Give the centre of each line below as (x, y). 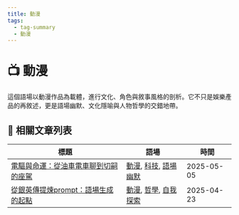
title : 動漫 (24, 14)
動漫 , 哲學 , (144, 190)
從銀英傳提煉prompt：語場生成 (62, 190)
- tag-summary (34, 27)
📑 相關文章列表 (40, 130)
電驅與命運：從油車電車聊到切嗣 (65, 166)
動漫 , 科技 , (144, 166)
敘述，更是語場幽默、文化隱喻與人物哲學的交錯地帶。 (104, 106)
